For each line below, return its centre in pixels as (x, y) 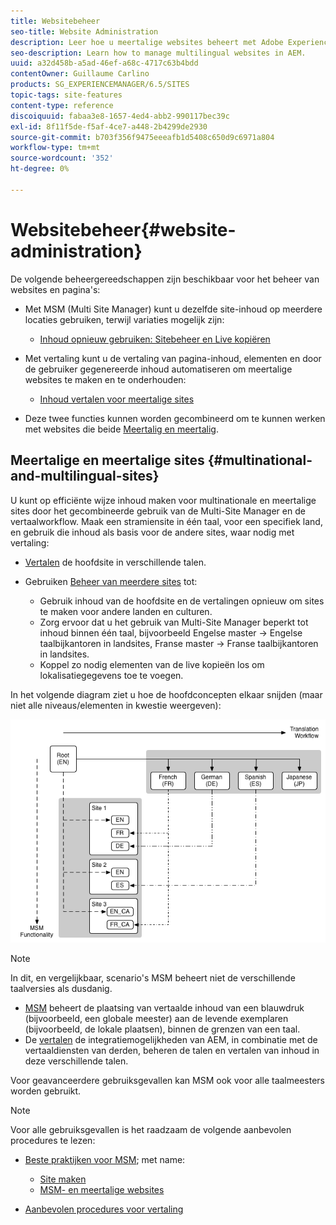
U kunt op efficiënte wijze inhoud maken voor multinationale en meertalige (163, 500)
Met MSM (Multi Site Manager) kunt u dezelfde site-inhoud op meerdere (173, 309)
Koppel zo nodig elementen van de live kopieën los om (152, 664)
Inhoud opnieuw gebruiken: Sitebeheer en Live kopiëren (155, 339)
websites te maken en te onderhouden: (105, 379)
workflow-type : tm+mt (55, 148)
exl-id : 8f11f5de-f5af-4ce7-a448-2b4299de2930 (109, 126)
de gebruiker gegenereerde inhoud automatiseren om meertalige (158, 369)
